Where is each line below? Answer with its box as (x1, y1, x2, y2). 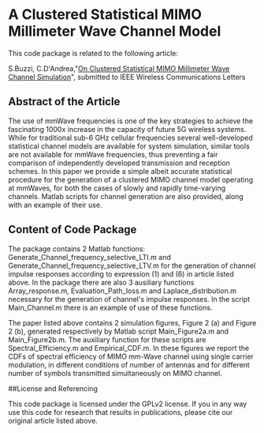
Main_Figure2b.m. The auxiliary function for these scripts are (8, 334, 206, 345)
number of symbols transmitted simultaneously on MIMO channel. (8, 368, 222, 378)
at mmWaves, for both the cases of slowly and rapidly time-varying (8, 183, 226, 193)
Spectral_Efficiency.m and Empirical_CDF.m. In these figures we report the (8, 343, 250, 352)
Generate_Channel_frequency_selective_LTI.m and (8, 252, 171, 262)
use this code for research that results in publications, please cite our (8, 407, 233, 416)
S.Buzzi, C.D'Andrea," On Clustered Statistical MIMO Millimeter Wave (8, 63, 230, 73)
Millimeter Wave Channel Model (8, 22, 221, 40)
